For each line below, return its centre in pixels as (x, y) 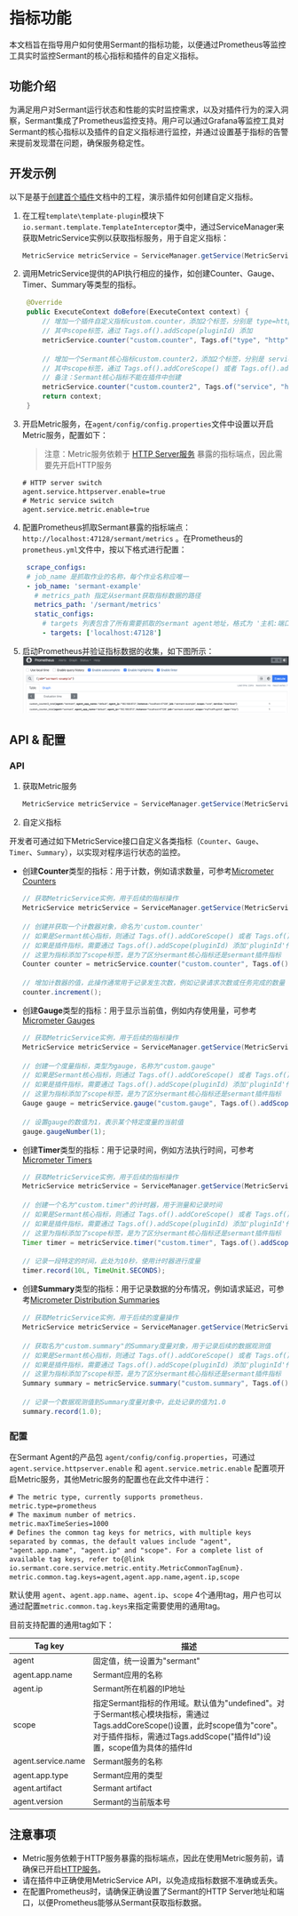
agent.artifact (37, 1788)
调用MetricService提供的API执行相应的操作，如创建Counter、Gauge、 (150, 274)
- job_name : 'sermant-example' (84, 586)
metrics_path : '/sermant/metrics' (98, 605)
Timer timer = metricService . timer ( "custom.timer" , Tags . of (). (141, 1242)
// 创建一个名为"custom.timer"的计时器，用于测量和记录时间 (122, 1205)
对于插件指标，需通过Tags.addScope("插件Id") (178, 1736)
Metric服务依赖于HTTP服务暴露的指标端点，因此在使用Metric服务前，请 (153, 1857)
